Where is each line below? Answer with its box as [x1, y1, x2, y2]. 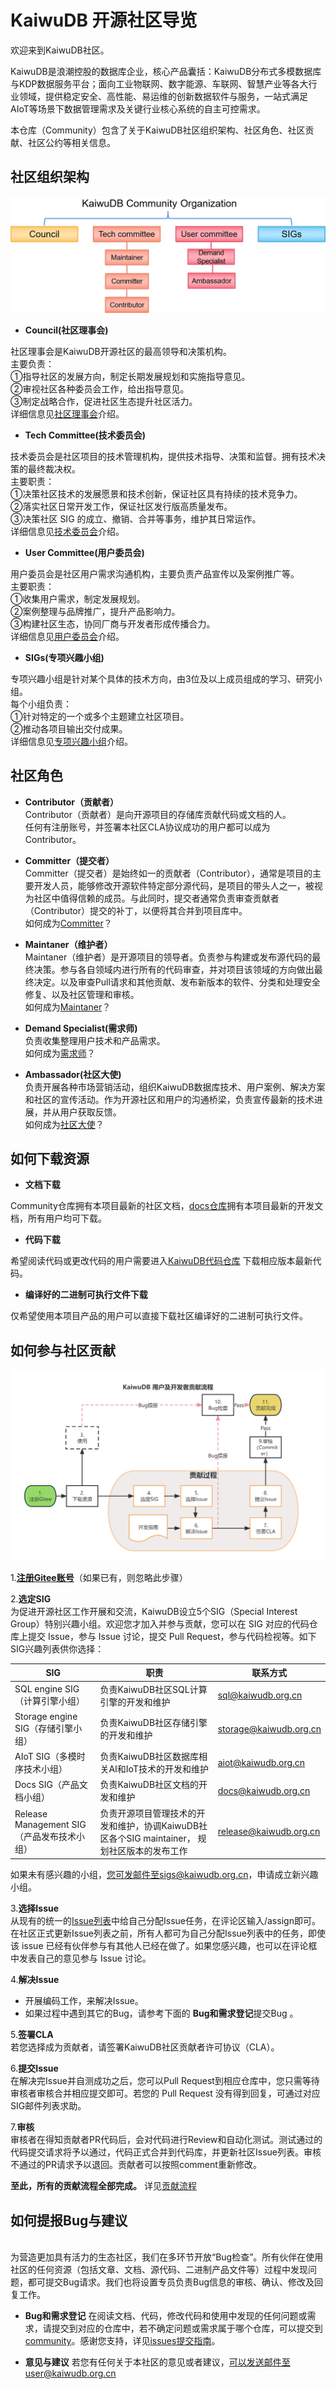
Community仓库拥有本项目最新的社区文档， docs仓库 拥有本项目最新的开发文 [10, 1200, 324, 1212]
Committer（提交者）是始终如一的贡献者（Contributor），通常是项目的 [24, 867, 313, 879]
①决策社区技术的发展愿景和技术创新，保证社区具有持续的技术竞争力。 [10, 487, 303, 500]
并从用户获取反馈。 [42, 1106, 122, 1118]
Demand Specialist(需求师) [24, 1022, 138, 1034]
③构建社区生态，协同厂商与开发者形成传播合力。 [10, 617, 216, 630]
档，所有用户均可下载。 [10, 1212, 107, 1225]
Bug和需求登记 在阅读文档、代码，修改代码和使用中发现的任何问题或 [24, 2309, 308, 2321]
